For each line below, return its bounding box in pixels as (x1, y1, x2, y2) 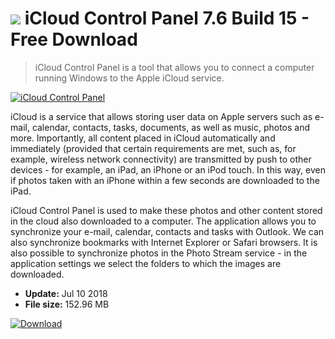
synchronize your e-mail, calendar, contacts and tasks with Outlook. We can (10, 225, 325, 237)
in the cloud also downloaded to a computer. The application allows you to (10, 215, 317, 227)
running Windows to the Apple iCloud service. (34, 72, 225, 84)
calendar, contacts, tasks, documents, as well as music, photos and (31, 121, 311, 133)
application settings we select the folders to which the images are (10, 257, 282, 269)
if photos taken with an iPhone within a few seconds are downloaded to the (10, 174, 320, 186)
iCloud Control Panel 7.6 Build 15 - (24, 7, 310, 30)
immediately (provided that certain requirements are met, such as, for (10, 142, 297, 154)
